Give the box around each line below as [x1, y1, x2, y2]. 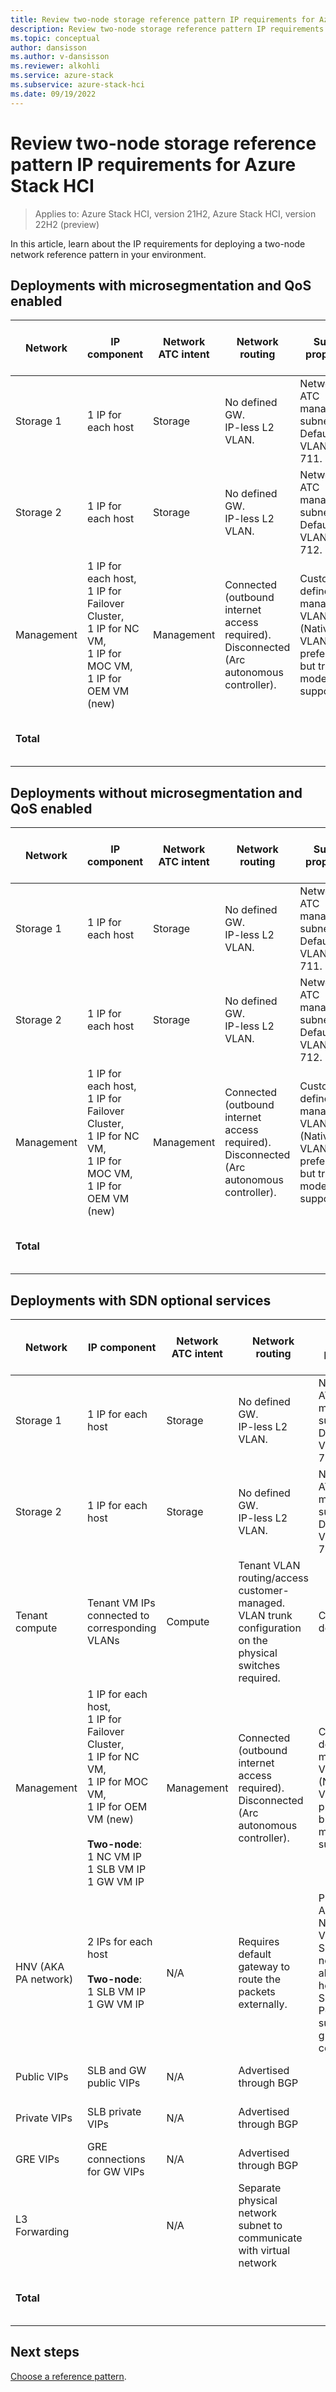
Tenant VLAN [238, 1559, 301, 1572]
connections [87, 2152, 146, 2166]
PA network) [15, 1972, 74, 1986]
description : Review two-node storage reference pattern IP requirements [10, 24, 325, 34]
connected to [87, 1609, 150, 1622]
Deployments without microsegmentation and [10, 784, 303, 801]
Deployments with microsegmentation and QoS [10, 277, 312, 294]
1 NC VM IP [87, 1850, 143, 1863]
